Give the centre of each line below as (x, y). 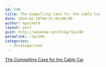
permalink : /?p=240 (25, 37)
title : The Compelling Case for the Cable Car (53, 14)
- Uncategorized (26, 46)
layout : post (18, 28)
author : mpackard (23, 23)
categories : (17, 41)
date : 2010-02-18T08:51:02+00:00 (39, 18)
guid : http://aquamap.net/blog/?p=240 (44, 32)
